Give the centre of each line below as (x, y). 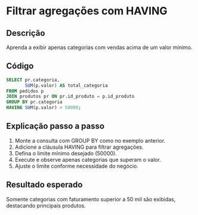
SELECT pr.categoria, (33, 80)
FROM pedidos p (25, 91)
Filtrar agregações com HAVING (87, 11)
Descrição (26, 33)
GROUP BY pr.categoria (34, 102)
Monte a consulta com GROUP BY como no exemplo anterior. (90, 140)
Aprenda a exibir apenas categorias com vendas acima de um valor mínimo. (99, 47)
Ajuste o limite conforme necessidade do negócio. (77, 166)
